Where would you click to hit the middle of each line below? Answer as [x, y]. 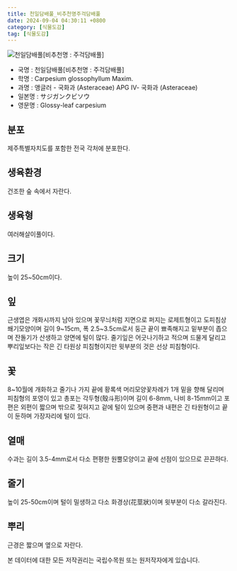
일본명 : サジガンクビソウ [54, 96]
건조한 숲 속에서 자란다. [40, 191]
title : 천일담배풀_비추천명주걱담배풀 [54, 14]
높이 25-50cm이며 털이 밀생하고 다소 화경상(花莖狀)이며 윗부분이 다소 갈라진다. [117, 501]
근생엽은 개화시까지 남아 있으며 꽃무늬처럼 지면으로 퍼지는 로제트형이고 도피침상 [117, 320]
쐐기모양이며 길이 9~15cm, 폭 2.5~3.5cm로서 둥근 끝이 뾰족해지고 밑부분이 [111, 329]
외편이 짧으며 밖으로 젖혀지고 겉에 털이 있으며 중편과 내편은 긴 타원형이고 [120, 407]
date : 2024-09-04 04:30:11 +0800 [57, 21]
